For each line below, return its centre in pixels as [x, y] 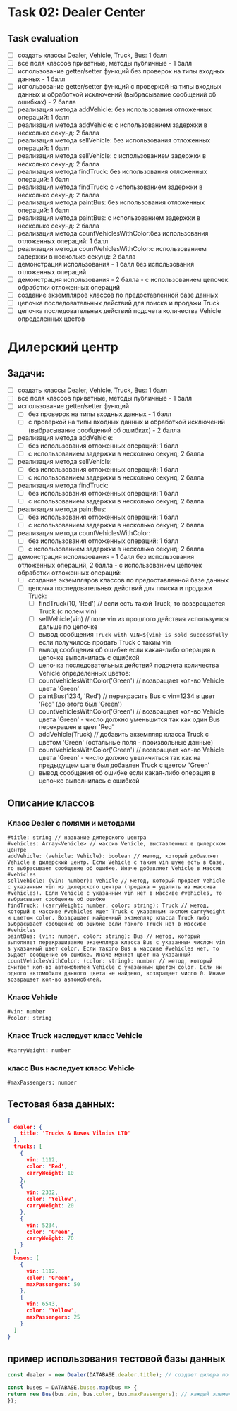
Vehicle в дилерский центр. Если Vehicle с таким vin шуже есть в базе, [116, 862]
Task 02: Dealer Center [77, 12]
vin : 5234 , [42, 1225]
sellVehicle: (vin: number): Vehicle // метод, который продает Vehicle [116, 881]
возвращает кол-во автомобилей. [55, 979]
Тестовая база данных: [61, 1104]
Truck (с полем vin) [68, 611]
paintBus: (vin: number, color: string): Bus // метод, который [104, 936]
